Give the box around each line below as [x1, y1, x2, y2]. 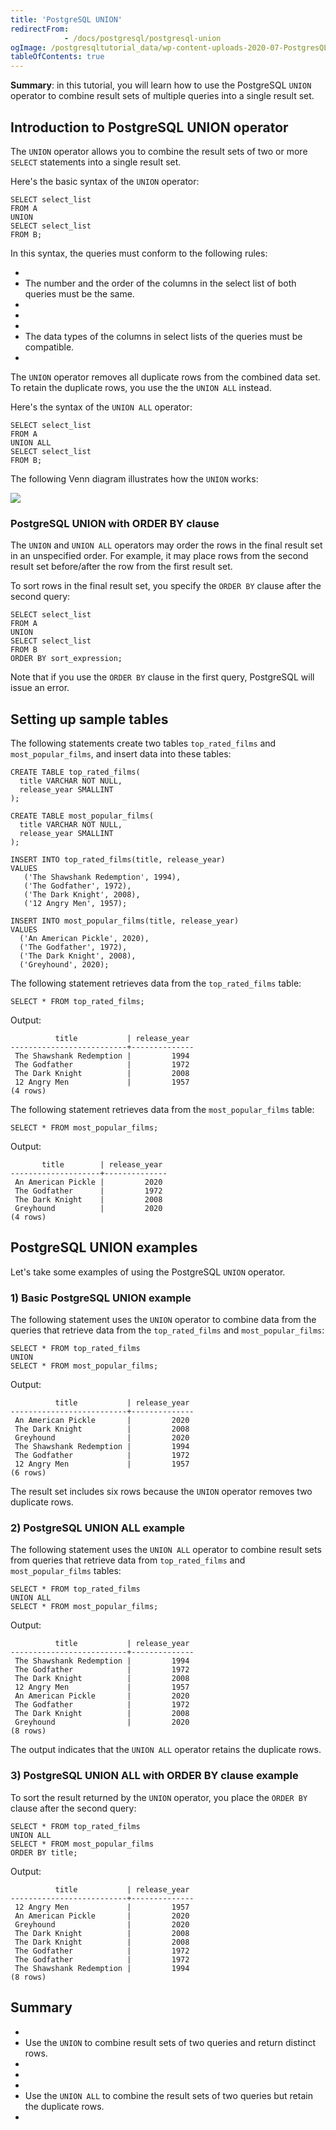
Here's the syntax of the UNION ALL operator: [10, 401, 193, 413]
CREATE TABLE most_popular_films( [10, 811, 155, 821]
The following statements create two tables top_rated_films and [10, 737, 277, 750]
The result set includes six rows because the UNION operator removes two [10, 1486, 313, 1498]
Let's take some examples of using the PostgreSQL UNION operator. [10, 1266, 286, 1278]
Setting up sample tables [10, 711, 169, 728]
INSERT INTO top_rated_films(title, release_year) [10, 855, 226, 865]
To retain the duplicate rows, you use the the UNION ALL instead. [10, 381, 272, 393]
